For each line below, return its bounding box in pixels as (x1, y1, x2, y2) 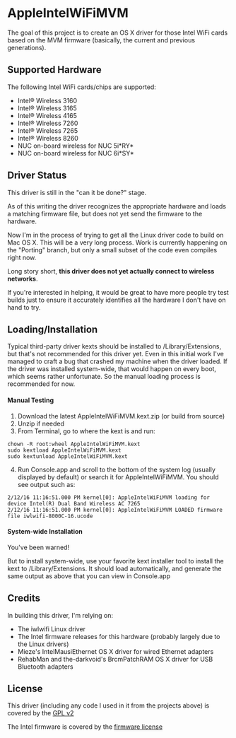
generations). (7, 43, 47, 52)
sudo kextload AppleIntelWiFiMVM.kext (7, 447, 122, 454)
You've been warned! (7, 543, 69, 551)
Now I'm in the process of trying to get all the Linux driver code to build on (7, 230, 224, 239)
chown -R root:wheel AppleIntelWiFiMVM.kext (7, 440, 141, 447)
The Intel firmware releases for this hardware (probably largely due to (17, 632, 220, 640)
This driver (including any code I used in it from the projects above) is (7, 701, 210, 710)
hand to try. (7, 303, 41, 312)
